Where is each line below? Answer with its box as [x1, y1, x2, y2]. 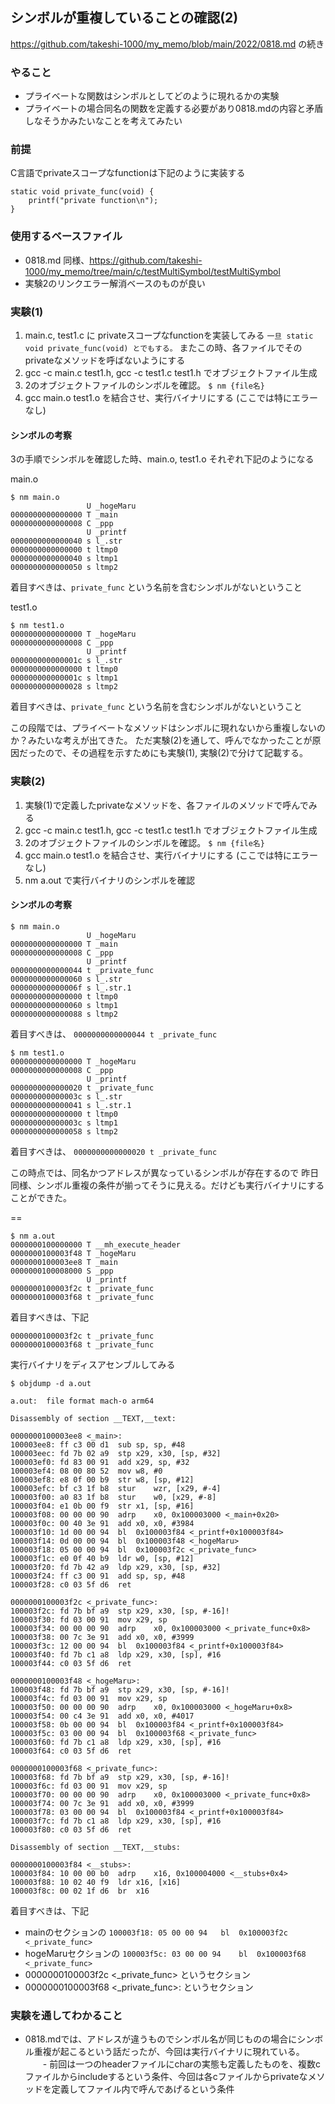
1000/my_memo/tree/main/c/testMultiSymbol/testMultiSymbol [24, 265, 281, 277]
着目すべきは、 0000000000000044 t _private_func [10, 1028, 218, 1040]
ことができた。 [10, 1191, 72, 1203]
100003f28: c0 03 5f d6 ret [10, 1579, 132, 1590]
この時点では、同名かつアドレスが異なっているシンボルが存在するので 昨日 [10, 1166, 320, 1178]
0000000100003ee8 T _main [10, 1257, 118, 1267]
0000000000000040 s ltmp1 [10, 554, 118, 564]
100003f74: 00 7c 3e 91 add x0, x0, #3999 [10, 1798, 195, 1808]
